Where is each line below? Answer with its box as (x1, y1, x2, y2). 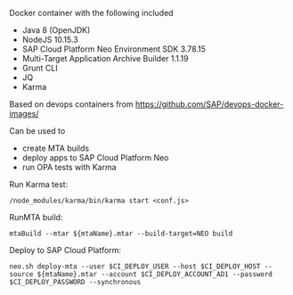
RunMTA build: (9, 212, 63, 222)
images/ (9, 109, 39, 119)
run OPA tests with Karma (21, 162, 118, 172)
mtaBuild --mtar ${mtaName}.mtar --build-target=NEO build (9, 229, 233, 238)
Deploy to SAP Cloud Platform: (9, 245, 122, 255)
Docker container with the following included (9, 8, 174, 18)
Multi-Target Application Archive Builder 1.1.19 (21, 53, 189, 63)
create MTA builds (21, 143, 90, 153)
